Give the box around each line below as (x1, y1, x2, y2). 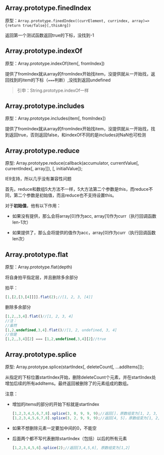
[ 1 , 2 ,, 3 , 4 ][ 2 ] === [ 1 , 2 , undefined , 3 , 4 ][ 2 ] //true (5, 337, 106, 342)
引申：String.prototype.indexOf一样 (17, 87, 89, 93)
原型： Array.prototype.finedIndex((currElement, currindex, (5, 17, 130, 24)
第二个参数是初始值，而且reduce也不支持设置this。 (13, 192, 117, 198)
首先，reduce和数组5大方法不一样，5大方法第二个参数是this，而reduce (5, 186, 149, 192)
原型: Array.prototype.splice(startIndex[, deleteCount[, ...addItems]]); (5, 364, 144, 370)
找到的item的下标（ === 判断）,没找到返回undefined (9, 77, 111, 83)
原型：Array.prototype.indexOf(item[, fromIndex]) (5, 60, 105, 66)
